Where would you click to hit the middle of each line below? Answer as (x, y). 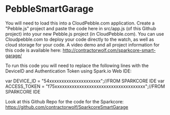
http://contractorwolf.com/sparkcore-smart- (109, 50)
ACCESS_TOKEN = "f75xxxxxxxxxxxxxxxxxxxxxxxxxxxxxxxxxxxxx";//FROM (85, 86)
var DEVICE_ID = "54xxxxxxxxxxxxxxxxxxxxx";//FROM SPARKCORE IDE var (85, 81)
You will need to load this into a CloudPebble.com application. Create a (80, 23)
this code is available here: (34, 50)
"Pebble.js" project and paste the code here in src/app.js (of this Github (81, 28)
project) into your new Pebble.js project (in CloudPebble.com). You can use (85, 34)
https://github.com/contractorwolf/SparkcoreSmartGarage (67, 107)
